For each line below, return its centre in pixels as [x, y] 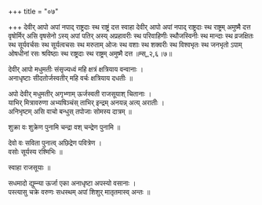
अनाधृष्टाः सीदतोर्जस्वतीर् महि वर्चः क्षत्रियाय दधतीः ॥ [71, 78]
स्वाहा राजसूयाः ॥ [29, 167]
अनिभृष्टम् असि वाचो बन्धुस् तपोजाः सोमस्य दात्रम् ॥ [70, 112]
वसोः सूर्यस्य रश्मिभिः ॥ [35, 152]
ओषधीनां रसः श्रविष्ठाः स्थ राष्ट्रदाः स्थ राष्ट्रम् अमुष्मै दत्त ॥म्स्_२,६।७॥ [90, 53]
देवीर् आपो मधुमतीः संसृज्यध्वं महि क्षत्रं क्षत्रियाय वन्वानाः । [76, 69]
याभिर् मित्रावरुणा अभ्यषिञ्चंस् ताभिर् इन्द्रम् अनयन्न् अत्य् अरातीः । [86, 102]
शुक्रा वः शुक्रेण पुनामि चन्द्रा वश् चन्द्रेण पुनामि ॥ [64, 127]
